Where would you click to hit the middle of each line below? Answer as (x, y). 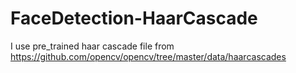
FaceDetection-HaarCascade (134, 18)
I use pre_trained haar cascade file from (92, 46)
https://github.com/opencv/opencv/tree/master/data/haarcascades (148, 56)
